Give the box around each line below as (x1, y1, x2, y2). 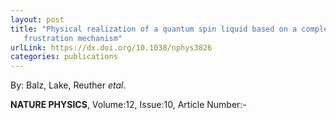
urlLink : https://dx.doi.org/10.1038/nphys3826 (10, 42, 213, 53)
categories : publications (10, 52, 118, 62)
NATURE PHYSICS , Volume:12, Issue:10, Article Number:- (10, 99, 247, 111)
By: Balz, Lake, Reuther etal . (10, 79, 127, 91)
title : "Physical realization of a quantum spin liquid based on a (10, 24, 298, 34)
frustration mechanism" (23, 33, 123, 43)
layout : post (10, 14, 65, 25)
